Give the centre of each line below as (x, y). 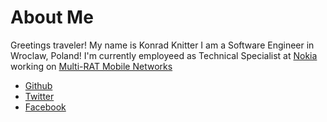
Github (38, 85)
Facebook (45, 107)
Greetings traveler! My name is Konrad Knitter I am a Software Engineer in (162, 45)
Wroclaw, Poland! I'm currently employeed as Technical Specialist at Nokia (164, 55)
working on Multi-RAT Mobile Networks (91, 66)
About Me (52, 17)
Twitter (39, 96)
